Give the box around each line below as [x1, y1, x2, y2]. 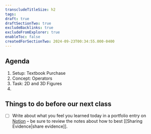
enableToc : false [5, 35, 41, 40]
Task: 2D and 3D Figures [12, 80, 62, 86]
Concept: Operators [12, 75, 53, 81]
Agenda [5, 57, 30, 66]
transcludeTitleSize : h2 [5, 7, 56, 12]
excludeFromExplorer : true [5, 30, 60, 35]
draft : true [5, 16, 29, 21]
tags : [5, 12, 16, 17]
